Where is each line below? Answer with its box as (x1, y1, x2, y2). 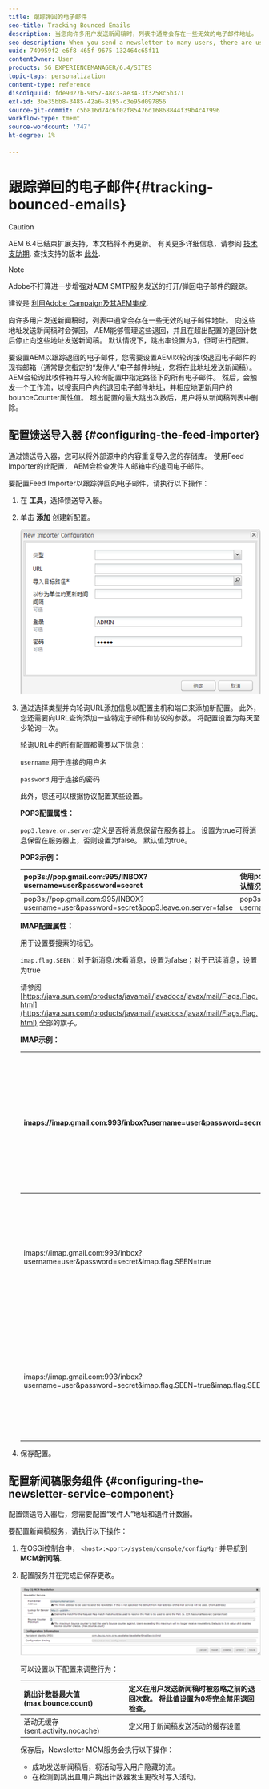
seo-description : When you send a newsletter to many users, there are (8, 39, 252, 47)
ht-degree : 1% (8, 132, 56, 140)
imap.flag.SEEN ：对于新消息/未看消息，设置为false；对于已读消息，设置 (19, 955, 258, 965)
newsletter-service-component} (8, 1487, 175, 1500)
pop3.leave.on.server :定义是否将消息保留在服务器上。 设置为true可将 (19, 825, 250, 834)
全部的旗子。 (38, 1018, 82, 1028)
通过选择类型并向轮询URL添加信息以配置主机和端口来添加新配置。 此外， (19, 703, 261, 712)
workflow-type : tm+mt (8, 115, 81, 123)
